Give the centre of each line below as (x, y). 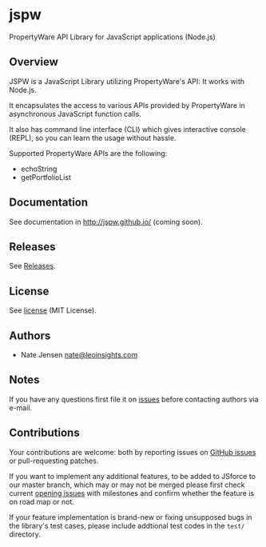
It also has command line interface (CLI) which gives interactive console (127, 129)
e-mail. (21, 407)
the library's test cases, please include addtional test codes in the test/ (127, 525)
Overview (34, 62)
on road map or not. (42, 501)
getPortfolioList (46, 177)
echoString (39, 169)
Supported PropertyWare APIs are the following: (88, 153)
